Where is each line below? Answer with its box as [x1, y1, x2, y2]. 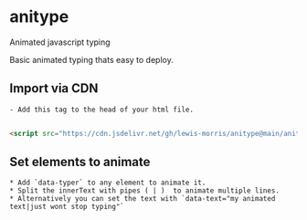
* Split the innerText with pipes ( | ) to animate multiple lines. [9, 186, 281, 195]
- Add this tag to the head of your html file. [9, 105, 195, 114]
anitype [9, 6, 69, 27]
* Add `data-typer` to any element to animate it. [9, 178, 206, 188]
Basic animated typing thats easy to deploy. [9, 54, 174, 65]
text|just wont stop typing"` [9, 203, 125, 212]
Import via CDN [9, 80, 99, 97]
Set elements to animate [9, 154, 151, 170]
